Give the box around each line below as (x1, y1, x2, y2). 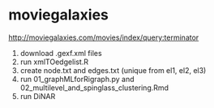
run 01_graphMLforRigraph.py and (19, 74, 135, 84)
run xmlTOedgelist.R (19, 57, 89, 67)
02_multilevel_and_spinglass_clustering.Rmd (19, 83, 169, 93)
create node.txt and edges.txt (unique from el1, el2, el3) (19, 65, 207, 75)
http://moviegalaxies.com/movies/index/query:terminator (8, 32, 199, 42)
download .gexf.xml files (19, 48, 103, 58)
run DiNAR (19, 91, 56, 101)
